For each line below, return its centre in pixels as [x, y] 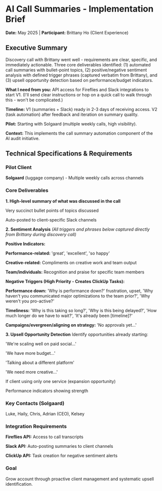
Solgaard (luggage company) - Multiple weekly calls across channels [75, 178]
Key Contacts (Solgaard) [35, 403]
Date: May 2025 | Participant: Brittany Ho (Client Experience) [67, 32]
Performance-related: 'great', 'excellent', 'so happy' [58, 253]
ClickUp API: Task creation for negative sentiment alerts [62, 456]
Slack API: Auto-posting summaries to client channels [59, 446]
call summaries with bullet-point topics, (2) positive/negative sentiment [76, 70]
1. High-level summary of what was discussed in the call [63, 201]
